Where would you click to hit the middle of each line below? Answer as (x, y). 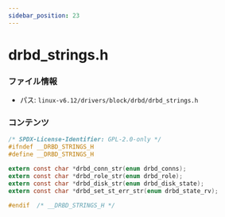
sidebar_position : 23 (44, 15)
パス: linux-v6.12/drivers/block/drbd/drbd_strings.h (109, 100)
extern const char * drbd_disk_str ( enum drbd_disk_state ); (106, 184)
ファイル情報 (33, 81)
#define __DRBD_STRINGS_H (51, 155)
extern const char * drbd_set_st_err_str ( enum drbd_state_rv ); (113, 191)
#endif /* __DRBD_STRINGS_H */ (62, 205)
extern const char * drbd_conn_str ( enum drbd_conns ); (97, 169)
